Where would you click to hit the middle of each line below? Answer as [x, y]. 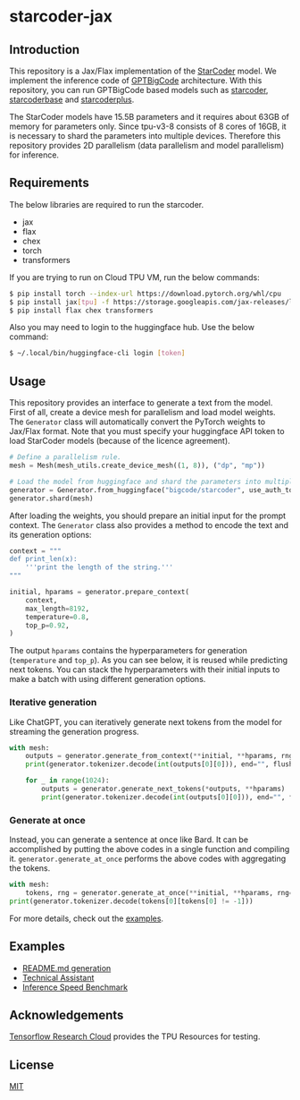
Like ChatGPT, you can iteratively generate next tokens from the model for [146, 721]
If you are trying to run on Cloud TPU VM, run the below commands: [135, 277]
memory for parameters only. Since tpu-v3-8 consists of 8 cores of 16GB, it [148, 126]
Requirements [49, 183]
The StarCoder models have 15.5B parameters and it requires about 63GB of [150, 117]
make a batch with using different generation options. [108, 679]
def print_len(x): [43, 559]
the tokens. [30, 868]
